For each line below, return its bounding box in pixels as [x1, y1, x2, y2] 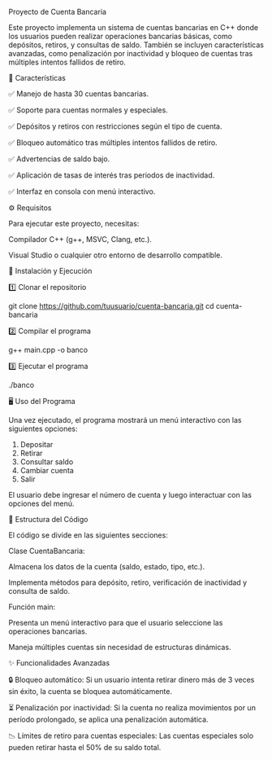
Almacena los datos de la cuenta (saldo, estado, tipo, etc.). [8, 562, 205, 571]
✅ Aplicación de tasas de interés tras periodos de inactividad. [8, 170, 215, 180]
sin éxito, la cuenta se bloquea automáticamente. [8, 687, 173, 696]
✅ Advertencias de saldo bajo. [8, 154, 110, 164]
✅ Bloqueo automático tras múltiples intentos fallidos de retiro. [8, 138, 218, 147]
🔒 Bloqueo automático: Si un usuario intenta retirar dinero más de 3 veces [8, 675, 255, 684]
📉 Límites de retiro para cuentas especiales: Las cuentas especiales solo [8, 731, 254, 740]
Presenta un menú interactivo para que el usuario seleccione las [8, 618, 223, 627]
